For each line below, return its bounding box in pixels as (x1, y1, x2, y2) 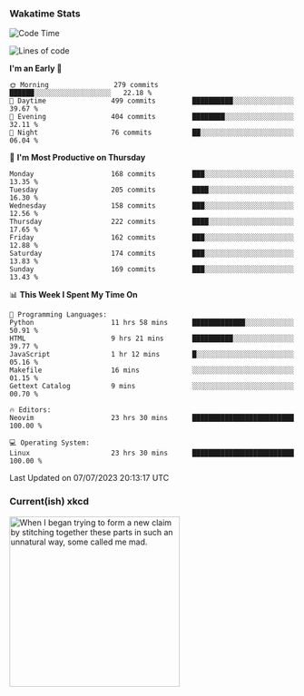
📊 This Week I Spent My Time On (9, 289, 138, 300)
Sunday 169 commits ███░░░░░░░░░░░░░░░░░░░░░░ (9, 265, 295, 274)
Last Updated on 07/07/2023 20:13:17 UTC (9, 473, 170, 484)
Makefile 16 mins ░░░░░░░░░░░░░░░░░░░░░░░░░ (9, 366, 295, 375)
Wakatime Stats (9, 7, 81, 20)
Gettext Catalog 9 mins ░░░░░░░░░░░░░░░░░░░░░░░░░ (9, 382, 295, 391)
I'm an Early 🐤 (9, 63, 63, 74)
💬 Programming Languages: (9, 310, 107, 319)
